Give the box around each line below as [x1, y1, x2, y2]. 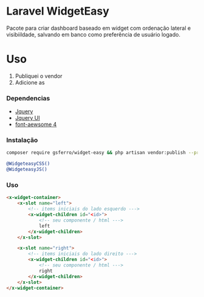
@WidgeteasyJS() [6, 166, 47, 173]
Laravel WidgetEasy [6, 4, 109, 18]
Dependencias [6, 94, 50, 102]
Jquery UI [15, 114, 41, 122]
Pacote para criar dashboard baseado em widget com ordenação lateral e [6, 24, 191, 32]
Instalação [6, 136, 38, 144]
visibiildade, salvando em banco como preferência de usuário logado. [6, 30, 181, 38]
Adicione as [15, 79, 45, 86]
